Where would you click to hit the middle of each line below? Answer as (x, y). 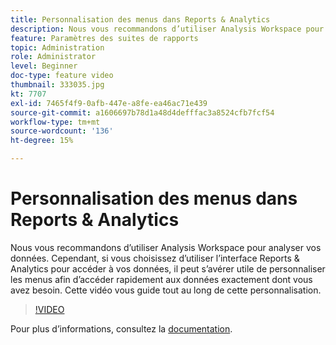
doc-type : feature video (62, 76)
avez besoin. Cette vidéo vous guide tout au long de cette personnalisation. (166, 290)
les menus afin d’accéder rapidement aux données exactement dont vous (161, 279)
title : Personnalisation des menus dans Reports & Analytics (140, 19)
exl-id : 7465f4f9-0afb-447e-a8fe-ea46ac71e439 (109, 103)
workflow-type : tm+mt (55, 122)
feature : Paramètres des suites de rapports (104, 38)
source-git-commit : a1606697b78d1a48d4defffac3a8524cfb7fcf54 (142, 112)
